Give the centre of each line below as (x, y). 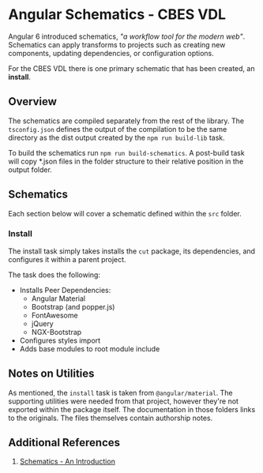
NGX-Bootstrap (56, 332)
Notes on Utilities (51, 374)
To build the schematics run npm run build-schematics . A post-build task (126, 152)
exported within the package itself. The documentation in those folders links (132, 409)
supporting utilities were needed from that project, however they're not (124, 401)
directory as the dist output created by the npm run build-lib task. (116, 137)
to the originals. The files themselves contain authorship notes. (111, 418)
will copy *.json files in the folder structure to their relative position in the (126, 161)
